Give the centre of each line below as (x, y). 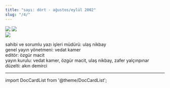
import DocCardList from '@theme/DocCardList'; (56, 80)
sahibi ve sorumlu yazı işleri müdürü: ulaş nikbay (56, 44)
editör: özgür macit (25, 55)
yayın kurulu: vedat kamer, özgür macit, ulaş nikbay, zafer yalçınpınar (77, 60)
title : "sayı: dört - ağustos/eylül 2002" (51, 10)
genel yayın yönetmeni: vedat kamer (43, 50)
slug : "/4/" (18, 15)
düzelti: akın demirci (26, 65)
